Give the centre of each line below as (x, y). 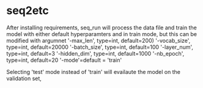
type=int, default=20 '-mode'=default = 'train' (64, 60)
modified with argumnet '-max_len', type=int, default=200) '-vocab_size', (98, 40)
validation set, (24, 78)
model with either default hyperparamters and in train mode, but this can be (102, 34)
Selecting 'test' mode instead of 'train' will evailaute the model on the (93, 71)
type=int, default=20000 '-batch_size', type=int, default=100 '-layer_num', (100, 47)
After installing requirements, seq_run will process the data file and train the (102, 28)
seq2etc (28, 11)
